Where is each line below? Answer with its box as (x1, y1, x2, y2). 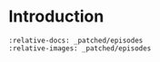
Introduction (8, 6, 105, 27)
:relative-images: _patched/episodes (8, 43, 152, 53)
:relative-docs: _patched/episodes (8, 36, 144, 45)
